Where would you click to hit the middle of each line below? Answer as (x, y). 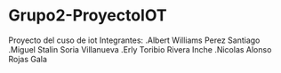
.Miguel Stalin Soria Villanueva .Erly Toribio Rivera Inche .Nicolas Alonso (140, 49)
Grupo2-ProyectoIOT (88, 16)
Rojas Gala (28, 59)
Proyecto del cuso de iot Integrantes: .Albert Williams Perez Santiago (134, 40)
